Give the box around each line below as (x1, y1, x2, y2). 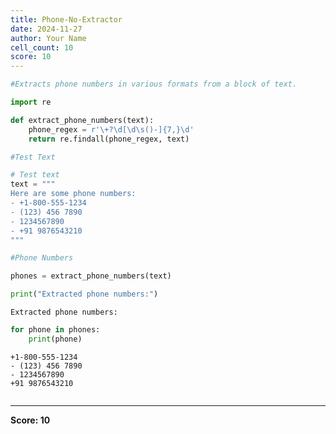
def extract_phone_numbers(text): (10, 115, 155, 125)
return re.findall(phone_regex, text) (28, 134, 190, 144)
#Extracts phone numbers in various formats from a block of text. (10, 79, 298, 90)
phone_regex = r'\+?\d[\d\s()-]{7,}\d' (28, 124, 195, 135)
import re (10, 97, 52, 107)
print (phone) (28, 334, 83, 344)
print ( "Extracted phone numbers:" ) (10, 289, 159, 300)
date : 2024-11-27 (10, 24, 83, 34)
